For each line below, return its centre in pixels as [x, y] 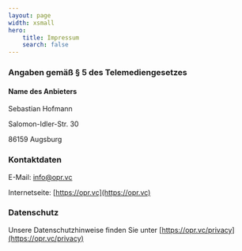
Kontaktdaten [35, 160]
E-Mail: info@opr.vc [40, 177]
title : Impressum [51, 37]
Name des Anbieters [43, 91]
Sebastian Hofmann [40, 109]
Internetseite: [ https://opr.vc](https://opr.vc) [79, 192]
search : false [45, 45]
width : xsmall [32, 23]
